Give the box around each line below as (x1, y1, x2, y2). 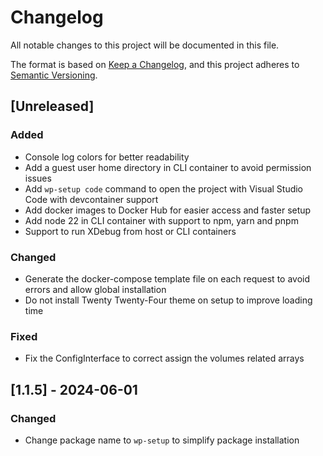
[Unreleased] (10, 98, 95, 115)
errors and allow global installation (24, 283, 167, 295)
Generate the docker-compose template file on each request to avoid (24, 272, 311, 285)
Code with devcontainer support (24, 193, 159, 205)
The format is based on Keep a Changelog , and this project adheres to (10, 58, 300, 70)
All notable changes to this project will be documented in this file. (10, 39, 280, 51)
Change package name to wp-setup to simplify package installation (24, 434, 300, 446)
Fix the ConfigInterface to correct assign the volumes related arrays (24, 352, 305, 365)
